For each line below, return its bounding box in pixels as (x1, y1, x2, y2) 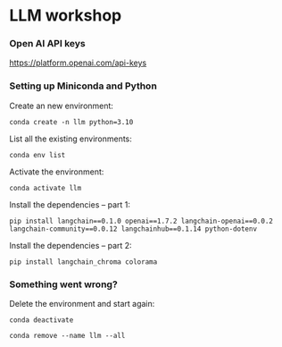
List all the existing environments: (9, 133, 132, 144)
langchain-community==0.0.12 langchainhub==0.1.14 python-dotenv (9, 224, 257, 233)
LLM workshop (9, 5, 122, 26)
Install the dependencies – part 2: (9, 240, 132, 250)
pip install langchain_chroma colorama (9, 257, 158, 267)
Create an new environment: (9, 100, 114, 111)
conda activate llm (9, 183, 82, 192)
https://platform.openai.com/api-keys (9, 57, 147, 68)
